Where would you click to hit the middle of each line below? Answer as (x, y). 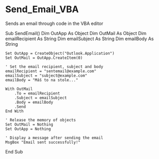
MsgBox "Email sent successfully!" (43, 142)
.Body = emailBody (34, 102)
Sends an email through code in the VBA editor (54, 23)
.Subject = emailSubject (41, 98)
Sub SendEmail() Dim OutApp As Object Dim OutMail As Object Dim (76, 33)
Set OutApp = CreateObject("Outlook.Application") (60, 53)
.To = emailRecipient (37, 93)
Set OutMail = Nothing (29, 124)
